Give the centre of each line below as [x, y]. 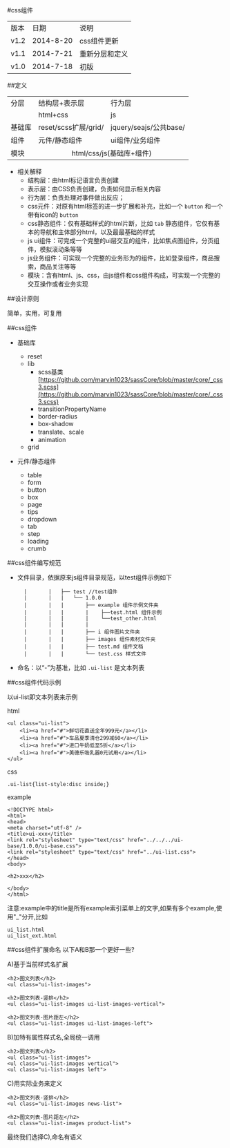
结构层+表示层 [61, 103]
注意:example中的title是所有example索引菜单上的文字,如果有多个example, [112, 908]
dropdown [42, 519]
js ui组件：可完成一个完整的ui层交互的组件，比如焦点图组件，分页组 [123, 241]
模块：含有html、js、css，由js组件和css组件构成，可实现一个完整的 [124, 275]
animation [52, 440]
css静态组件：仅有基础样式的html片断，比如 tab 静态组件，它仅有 [121, 223]
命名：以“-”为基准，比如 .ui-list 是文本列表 [81, 668]
